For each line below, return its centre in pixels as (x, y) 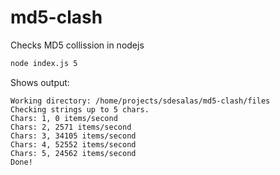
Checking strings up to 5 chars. (80, 109)
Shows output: (40, 82)
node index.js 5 (44, 63)
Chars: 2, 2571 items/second (71, 127)
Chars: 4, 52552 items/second (73, 144)
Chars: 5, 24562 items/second (73, 153)
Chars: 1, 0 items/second (64, 118)
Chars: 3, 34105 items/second (73, 136)
